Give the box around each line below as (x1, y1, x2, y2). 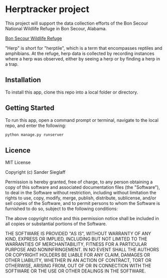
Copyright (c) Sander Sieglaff (5, 169, 66, 175)
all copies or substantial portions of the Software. (5, 221, 107, 227)
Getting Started (5, 104, 55, 112)
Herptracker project (5, 4, 89, 15)
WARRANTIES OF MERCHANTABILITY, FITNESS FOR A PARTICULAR (5, 241, 147, 247)
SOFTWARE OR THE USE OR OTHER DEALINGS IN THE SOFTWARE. (5, 268, 146, 274)
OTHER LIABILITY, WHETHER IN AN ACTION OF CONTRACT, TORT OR (5, 257, 151, 263)
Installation (5, 76, 41, 84)
